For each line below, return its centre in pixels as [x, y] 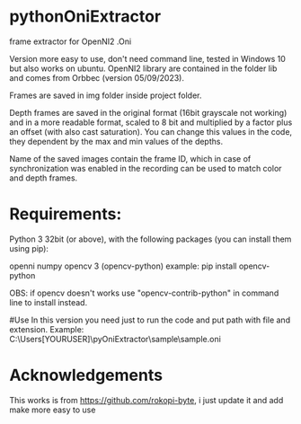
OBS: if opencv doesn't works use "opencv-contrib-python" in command [144, 293]
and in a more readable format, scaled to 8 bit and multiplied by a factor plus [151, 122]
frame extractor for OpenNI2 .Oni [71, 41]
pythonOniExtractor [85, 17]
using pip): [29, 248]
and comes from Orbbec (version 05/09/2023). [97, 77]
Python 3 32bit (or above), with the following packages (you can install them [150, 239]
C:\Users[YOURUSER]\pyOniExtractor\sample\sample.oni [115, 339]
